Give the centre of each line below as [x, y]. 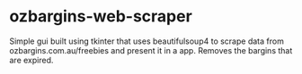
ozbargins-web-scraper [101, 16]
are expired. [31, 60]
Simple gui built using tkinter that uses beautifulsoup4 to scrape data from [147, 41]
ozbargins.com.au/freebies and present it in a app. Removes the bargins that [151, 50]
